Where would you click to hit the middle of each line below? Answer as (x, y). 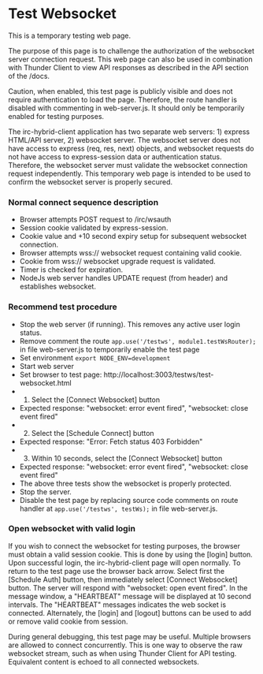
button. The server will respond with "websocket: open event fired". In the (128, 587)
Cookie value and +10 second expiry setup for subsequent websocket (133, 236)
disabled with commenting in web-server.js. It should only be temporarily (126, 108)
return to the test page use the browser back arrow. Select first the (117, 571)
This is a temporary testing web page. (70, 35)
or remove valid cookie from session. (68, 621)
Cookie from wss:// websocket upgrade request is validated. (118, 262)
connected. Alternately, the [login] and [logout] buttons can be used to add (130, 613)
